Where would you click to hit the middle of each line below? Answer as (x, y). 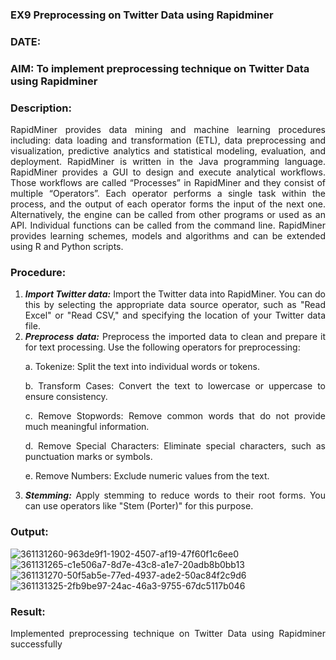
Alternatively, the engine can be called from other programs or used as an (168, 215)
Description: (41, 108)
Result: (28, 611)
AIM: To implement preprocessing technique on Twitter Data (160, 68)
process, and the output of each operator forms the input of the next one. (168, 204)
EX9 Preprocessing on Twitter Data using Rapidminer (142, 15)
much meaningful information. (87, 427)
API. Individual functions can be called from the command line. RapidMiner (168, 225)
